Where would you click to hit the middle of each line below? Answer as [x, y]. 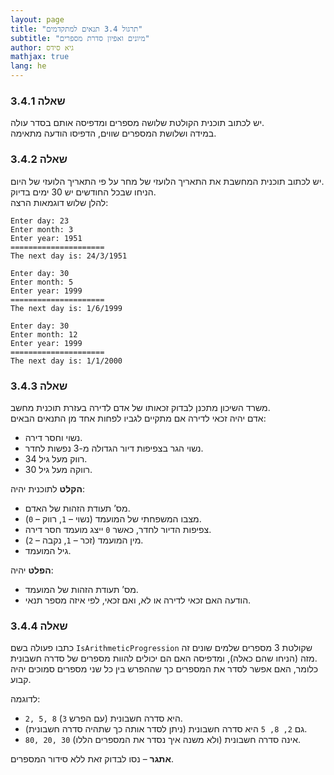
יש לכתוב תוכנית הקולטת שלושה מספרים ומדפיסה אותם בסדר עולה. [137, 123]
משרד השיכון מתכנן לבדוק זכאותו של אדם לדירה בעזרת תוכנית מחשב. [140, 407]
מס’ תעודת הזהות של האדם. [77, 508]
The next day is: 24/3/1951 [69, 256]
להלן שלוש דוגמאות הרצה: [59, 202]
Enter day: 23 [40, 221]
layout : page [37, 19]
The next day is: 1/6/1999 [66, 308]
